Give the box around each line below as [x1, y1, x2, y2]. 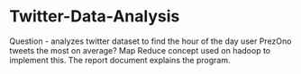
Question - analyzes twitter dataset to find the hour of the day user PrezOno [9, 36, 292, 46]
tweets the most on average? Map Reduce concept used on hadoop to [9, 45, 271, 55]
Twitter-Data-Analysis [9, 6, 180, 27]
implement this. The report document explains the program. [9, 54, 231, 65]
